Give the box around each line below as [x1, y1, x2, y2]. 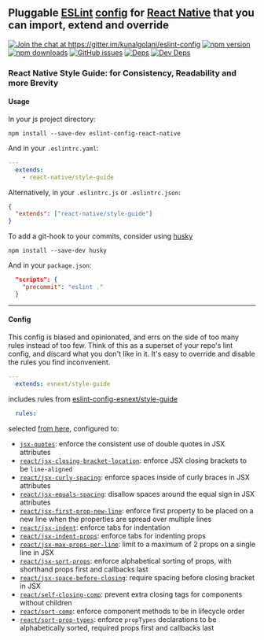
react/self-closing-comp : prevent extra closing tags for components [19, 590, 243, 599]
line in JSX [19, 547, 54, 557]
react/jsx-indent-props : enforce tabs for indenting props [19, 531, 207, 540]
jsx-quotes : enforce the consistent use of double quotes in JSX [19, 438, 225, 448]
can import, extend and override [8, 19, 170, 32]
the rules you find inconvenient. [8, 357, 111, 367]
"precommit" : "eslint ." [22, 283, 104, 291]
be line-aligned [19, 464, 73, 473]
